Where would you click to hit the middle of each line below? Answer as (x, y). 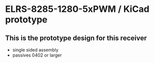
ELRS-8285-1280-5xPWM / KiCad (77, 9)
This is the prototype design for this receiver (76, 38)
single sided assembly (35, 50)
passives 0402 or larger (37, 55)
